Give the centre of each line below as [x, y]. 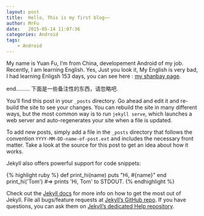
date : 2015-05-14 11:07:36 [43, 29]
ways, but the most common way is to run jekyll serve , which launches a [99, 114]
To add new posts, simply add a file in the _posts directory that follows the [100, 132]
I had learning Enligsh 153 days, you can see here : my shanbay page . [94, 76]
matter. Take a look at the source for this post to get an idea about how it [97, 145]
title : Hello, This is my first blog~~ [58, 18]
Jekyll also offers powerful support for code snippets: [74, 163]
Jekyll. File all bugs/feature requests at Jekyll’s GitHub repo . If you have [96, 200]
